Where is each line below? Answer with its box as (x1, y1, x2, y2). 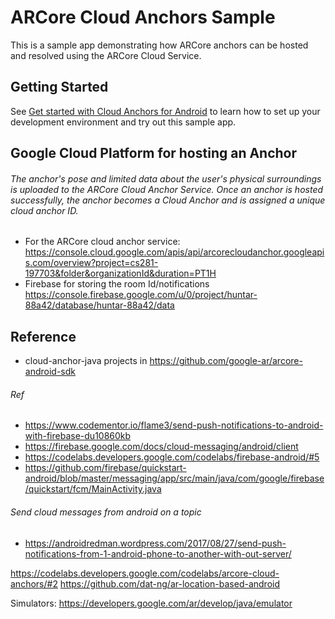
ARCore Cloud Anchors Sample (10, 6, 276, 29)
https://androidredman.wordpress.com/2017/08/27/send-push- (24, 537, 287, 549)
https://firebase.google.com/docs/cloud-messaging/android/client (24, 441, 299, 453)
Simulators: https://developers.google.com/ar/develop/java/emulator (10, 597, 293, 609)
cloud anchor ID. (10, 204, 79, 216)
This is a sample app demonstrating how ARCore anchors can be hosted (10, 39, 309, 51)
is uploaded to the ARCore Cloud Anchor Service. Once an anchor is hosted (10, 183, 324, 195)
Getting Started (10, 79, 109, 96)
